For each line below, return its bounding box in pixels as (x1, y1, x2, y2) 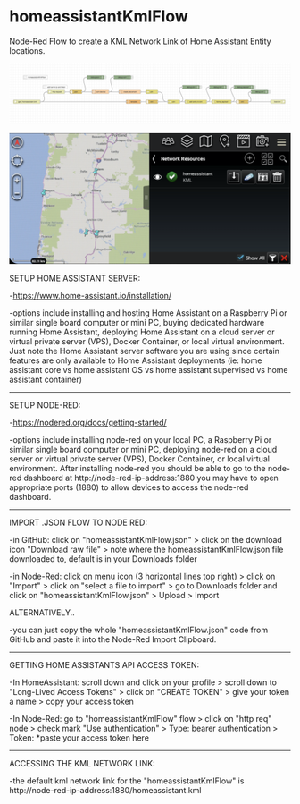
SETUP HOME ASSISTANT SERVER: (9, 273, 141, 284)
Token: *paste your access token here (9, 732, 150, 743)
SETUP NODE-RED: (9, 400, 81, 410)
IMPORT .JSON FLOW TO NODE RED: (9, 517, 147, 528)
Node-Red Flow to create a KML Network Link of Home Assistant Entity (9, 36, 271, 47)
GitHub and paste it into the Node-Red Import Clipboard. (9, 634, 217, 645)
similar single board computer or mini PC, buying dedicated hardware (9, 317, 265, 327)
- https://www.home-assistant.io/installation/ (9, 291, 172, 300)
